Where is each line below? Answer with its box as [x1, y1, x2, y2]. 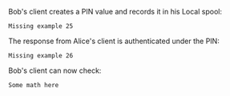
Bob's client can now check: [8, 66, 102, 75]
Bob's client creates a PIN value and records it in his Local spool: [8, 7, 223, 16]
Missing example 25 [8, 22, 74, 30]
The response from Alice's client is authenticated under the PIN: [8, 36, 220, 46]
